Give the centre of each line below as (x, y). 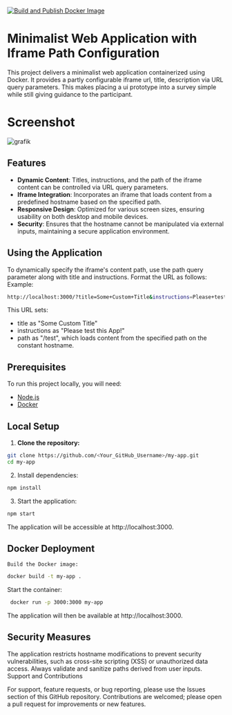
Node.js (28, 397)
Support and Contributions (45, 676)
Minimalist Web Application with (102, 39)
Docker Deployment (51, 548)
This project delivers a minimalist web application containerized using (106, 72)
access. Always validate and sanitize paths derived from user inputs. (105, 668)
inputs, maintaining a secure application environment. (93, 231)
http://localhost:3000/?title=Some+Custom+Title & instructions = (100, 297)
